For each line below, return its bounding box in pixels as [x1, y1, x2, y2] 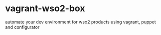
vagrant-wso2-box [5, 3, 85, 14]
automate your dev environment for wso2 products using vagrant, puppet [5, 19, 156, 25]
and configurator [5, 24, 40, 30]
